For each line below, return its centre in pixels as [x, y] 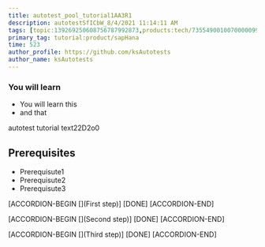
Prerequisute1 [42, 171]
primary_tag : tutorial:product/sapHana [74, 37]
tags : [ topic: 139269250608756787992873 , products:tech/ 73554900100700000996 [135, 30]
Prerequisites [42, 153]
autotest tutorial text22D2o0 [54, 128]
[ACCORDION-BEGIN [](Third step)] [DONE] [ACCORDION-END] [112, 234]
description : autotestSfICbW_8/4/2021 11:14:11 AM [93, 23]
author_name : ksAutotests [50, 60]
